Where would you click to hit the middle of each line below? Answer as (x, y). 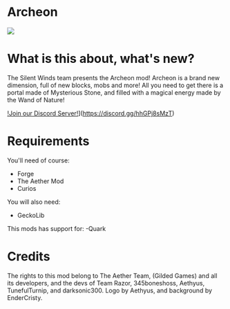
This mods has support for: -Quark (57, 228)
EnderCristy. (25, 297)
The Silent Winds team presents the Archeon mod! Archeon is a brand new (113, 77)
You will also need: (34, 202)
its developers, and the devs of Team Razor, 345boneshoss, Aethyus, (106, 283)
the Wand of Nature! (36, 100)
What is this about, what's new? (101, 59)
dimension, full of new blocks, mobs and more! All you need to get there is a (115, 85)
